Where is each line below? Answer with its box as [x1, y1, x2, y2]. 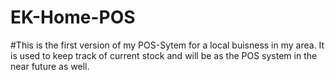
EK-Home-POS [10, 6, 136, 29]
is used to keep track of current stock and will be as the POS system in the [10, 49, 318, 61]
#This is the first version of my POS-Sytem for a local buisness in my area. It [10, 39, 325, 51]
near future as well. [10, 60, 90, 72]
